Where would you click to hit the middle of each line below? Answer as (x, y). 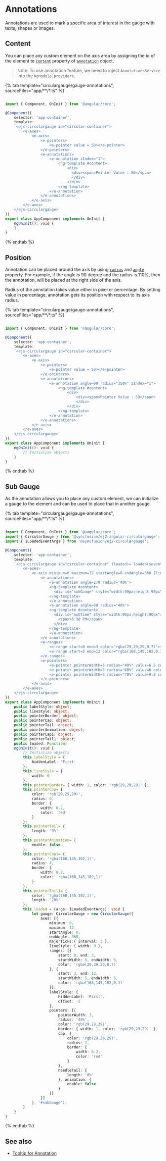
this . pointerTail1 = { (45, 891)
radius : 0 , (43, 799)
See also (19, 1141)
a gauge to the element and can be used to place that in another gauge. (78, 504)
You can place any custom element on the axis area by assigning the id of (80, 55)
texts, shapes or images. (30, 28)
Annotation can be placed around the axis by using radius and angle (75, 270)
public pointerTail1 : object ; (45, 739)
